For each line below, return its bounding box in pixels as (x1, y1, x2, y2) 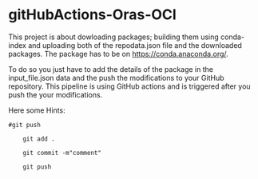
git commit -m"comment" (22, 149, 102, 157)
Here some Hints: (8, 105, 65, 115)
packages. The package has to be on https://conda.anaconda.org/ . (8, 49, 229, 58)
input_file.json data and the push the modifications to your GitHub (8, 73, 224, 82)
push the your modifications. (8, 89, 103, 99)
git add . (22, 134, 56, 143)
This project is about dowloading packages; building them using (8, 32, 220, 42)
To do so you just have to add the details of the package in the (8, 64, 214, 74)
